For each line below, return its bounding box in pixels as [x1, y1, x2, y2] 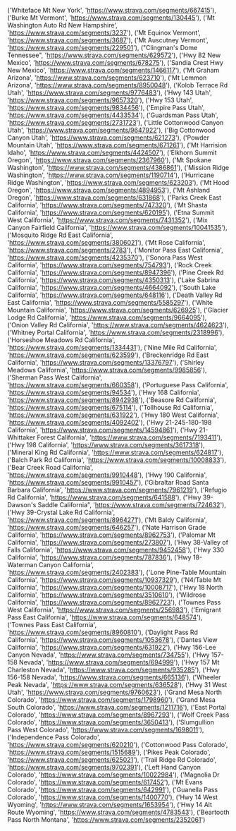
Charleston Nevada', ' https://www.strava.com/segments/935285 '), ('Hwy [7, 666, 220, 674]
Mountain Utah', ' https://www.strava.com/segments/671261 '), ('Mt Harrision [7, 141, 228, 149]
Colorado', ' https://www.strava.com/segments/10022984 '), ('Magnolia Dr [7, 770, 220, 779]
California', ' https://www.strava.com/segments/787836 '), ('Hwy [7, 553, 192, 562]
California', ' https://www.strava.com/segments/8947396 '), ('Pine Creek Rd [7, 268, 224, 277]
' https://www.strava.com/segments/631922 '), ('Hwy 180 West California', [7, 411, 220, 419]
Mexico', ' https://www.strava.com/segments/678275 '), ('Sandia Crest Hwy [7, 59, 224, 66]
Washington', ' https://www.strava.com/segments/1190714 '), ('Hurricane [7, 171, 215, 179]
